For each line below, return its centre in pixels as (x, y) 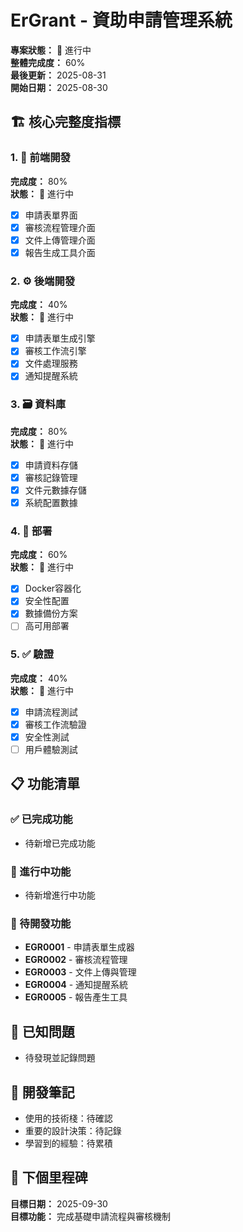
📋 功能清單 (45, 784)
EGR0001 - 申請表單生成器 (79, 947)
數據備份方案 (51, 613)
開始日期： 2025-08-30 (59, 87)
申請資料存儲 (51, 465)
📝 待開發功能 (41, 923)
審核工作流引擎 (55, 351)
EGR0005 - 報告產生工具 (76, 997)
